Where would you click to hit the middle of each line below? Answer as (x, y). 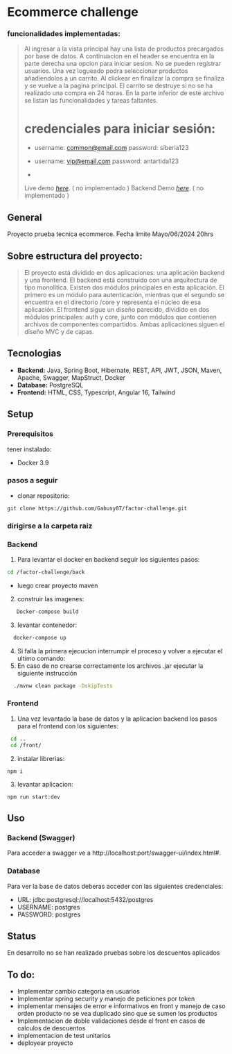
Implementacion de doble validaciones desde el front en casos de (111, 1021)
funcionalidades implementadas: (64, 34)
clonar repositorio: (43, 495)
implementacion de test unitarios (64, 1036)
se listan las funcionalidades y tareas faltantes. (91, 101)
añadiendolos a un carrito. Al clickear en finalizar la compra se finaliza (124, 78)
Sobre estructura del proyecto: (75, 256)
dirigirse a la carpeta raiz (50, 526)
